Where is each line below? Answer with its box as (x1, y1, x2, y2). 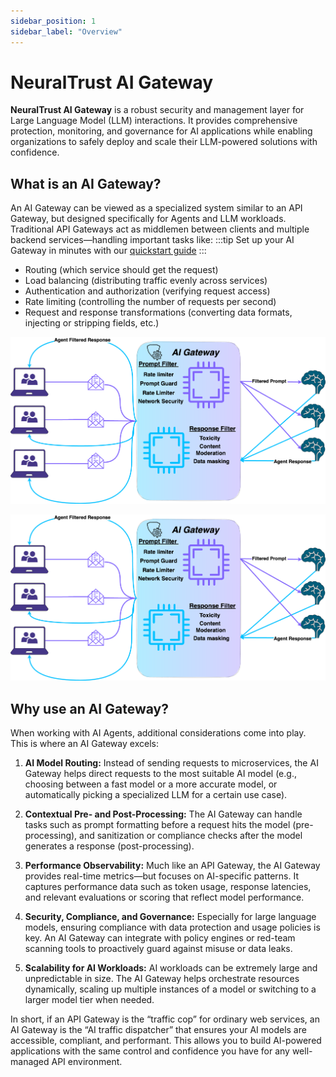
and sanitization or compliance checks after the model (79, 830, 303, 842)
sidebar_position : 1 (10, 16, 97, 26)
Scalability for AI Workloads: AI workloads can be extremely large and (24, 962, 318, 974)
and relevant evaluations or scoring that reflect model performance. (24, 891, 305, 904)
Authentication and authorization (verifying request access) (24, 285, 271, 297)
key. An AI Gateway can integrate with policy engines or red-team (24, 932, 296, 944)
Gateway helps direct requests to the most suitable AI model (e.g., (24, 768, 297, 780)
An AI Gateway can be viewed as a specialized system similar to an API (10, 202, 303, 214)
